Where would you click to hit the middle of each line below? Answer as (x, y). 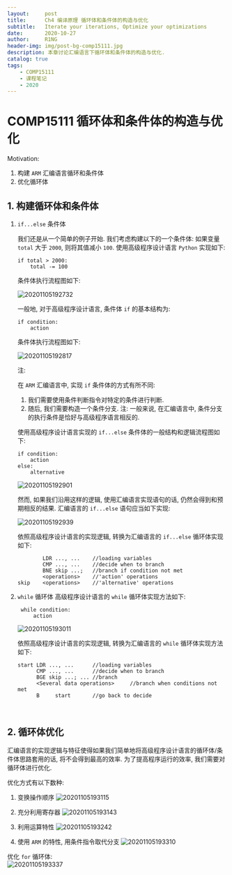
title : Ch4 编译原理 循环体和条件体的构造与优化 (78, 20)
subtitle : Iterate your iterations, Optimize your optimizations (107, 26)
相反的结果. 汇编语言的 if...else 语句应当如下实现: (97, 508)
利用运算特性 (36, 827)
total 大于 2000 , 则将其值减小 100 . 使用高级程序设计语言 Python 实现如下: (121, 247)
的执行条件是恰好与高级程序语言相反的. (84, 417)
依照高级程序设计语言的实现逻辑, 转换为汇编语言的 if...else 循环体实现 (121, 536)
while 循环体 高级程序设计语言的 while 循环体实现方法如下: (101, 597)
